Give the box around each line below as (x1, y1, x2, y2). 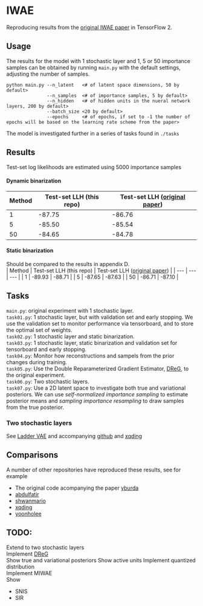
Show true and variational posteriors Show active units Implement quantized (6, 556, 196, 564)
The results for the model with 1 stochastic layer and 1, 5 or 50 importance (6, 57, 190, 64)
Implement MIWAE (6, 569, 53, 576)
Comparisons (6, 450, 59, 461)
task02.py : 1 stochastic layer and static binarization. (6, 333, 135, 340)
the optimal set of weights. (6, 326, 72, 333)
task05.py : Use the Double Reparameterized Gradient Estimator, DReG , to (6, 365, 189, 372)
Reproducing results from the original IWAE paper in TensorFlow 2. (6, 24, 172, 31)
